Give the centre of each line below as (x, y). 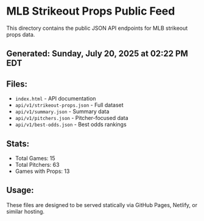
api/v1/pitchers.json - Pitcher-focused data (72, 118)
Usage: (20, 190)
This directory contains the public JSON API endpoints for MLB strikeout (97, 28)
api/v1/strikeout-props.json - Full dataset (69, 105)
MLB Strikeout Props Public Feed (91, 11)
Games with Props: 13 (42, 171)
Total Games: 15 (35, 158)
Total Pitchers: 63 (37, 164)
